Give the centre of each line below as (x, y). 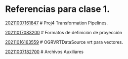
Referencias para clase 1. (58, 9)
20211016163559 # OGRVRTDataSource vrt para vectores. (64, 42)
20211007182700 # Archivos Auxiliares (44, 52)
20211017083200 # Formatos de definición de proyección (64, 32)
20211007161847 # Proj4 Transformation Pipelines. (56, 23)
